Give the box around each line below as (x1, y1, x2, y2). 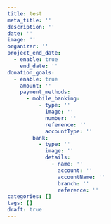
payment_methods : (20, 88, 71, 95)
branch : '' (57, 180, 90, 187)
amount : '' (20, 82, 52, 89)
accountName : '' (57, 173, 105, 180)
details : (44, 154, 71, 162)
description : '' (7, 23, 55, 30)
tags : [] (7, 199, 33, 207)
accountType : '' (44, 128, 93, 135)
